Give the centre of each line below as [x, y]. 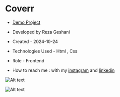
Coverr [20, 9]
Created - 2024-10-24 [35, 41]
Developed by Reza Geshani [41, 32]
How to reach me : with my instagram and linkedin [63, 70]
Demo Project [26, 22]
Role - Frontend [28, 60]
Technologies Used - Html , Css [45, 51]
